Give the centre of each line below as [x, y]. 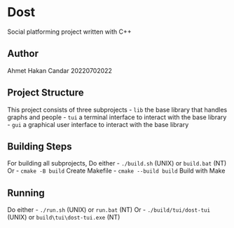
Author [23, 54]
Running [26, 193]
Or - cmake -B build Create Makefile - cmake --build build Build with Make [116, 171]
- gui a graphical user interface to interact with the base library [98, 124]
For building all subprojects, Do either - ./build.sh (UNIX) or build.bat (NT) [117, 163]
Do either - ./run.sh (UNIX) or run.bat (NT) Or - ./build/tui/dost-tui [109, 210]
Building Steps [40, 146]
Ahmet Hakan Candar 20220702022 [60, 70]
